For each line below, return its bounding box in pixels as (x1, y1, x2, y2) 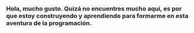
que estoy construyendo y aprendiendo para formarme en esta (6, 12, 189, 20)
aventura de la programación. (6, 19, 92, 27)
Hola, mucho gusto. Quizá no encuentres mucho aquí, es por (6, 5, 182, 13)
